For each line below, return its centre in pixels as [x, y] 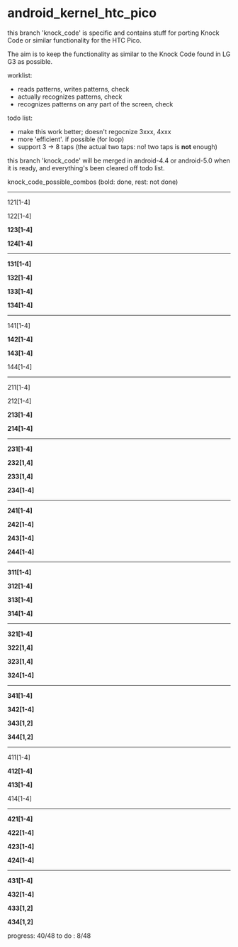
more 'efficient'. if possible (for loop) [71, 139]
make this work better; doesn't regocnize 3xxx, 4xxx [94, 131]
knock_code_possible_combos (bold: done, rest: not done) [93, 182]
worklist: [20, 75]
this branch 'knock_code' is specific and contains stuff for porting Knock [113, 33]
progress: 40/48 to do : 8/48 [49, 936]
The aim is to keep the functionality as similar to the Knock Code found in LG [119, 54]
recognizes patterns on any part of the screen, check [95, 104]
